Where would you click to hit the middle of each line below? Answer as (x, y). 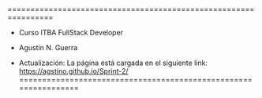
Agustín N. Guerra (48, 47)
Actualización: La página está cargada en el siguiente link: (113, 63)
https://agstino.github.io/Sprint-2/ (73, 71)
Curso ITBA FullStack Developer (71, 33)
